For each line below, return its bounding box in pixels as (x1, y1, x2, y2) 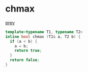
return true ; (14, 48, 42, 53)
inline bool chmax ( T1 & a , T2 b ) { (5, 34, 81, 39)
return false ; (10, 57, 40, 63)
